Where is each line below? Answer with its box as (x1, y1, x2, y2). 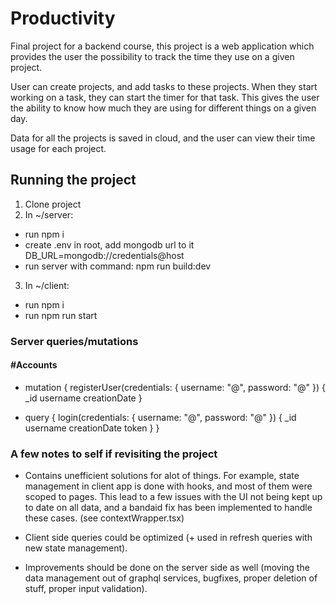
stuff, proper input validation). (24, 583, 148, 595)
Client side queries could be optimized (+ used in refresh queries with (24, 532, 313, 544)
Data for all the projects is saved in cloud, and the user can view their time (10, 132, 316, 144)
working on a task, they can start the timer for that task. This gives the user (10, 91, 320, 103)
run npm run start (24, 309, 98, 321)
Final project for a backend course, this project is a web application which (10, 40, 315, 52)
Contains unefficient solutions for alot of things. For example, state (24, 470, 300, 482)
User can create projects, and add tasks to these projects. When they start (10, 80, 318, 92)
